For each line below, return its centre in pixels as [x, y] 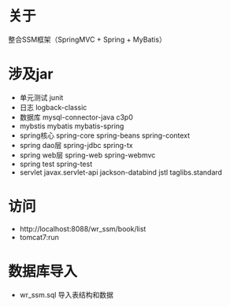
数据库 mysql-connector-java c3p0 [76, 117]
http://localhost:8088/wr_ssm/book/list [83, 228]
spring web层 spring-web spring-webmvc [87, 155]
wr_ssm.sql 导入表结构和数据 [67, 294]
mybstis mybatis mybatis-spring [72, 126]
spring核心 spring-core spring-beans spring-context [105, 135]
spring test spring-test [56, 164]
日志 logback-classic [53, 107]
